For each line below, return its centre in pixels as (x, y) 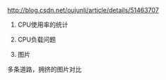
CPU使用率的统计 (43, 25)
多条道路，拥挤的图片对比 (45, 69)
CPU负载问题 (37, 39)
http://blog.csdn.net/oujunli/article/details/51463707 (83, 10)
